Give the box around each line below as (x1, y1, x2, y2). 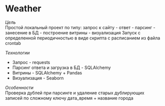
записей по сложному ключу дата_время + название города (5, 95, 133, 101)
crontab (5, 40, 21, 46)
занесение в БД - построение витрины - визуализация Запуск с (5, 30, 141, 35)
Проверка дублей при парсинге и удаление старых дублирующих (5, 90, 145, 96)
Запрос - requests (12, 59, 50, 65)
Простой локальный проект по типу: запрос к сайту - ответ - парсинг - (5, 24, 156, 30)
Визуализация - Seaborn (12, 75, 64, 81)
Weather (5, 3, 41, 14)
